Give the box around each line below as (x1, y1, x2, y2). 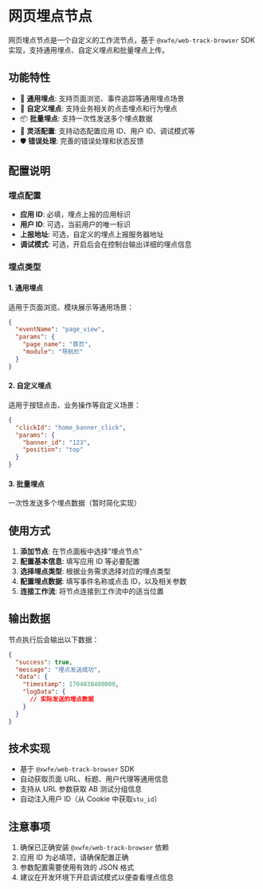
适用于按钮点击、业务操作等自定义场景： (8, 400, 141, 410)
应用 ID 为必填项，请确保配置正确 (19, 852, 129, 863)
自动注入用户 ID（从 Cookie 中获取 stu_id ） (19, 794, 162, 804)
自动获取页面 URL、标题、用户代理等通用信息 (19, 774, 169, 784)
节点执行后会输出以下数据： (8, 634, 100, 644)
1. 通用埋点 (8, 283, 44, 292)
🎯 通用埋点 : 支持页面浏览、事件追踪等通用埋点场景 (19, 93, 185, 103)
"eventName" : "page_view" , (15, 325, 105, 334)
